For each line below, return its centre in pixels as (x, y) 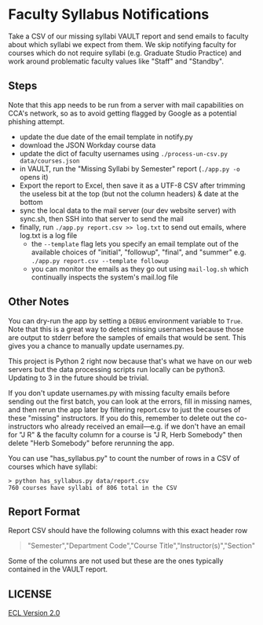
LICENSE (30, 594)
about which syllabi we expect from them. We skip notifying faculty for (122, 44)
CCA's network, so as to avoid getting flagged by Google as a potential (122, 113)
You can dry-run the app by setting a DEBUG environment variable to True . (126, 320)
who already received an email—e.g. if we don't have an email (145, 426)
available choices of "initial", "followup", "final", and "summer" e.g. (139, 252)
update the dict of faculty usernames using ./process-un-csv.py (124, 153)
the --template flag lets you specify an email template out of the (135, 243)
